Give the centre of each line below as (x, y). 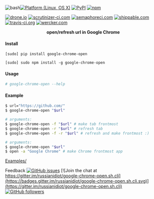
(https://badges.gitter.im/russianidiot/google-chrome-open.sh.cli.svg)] (77, 181)
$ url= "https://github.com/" (35, 106)
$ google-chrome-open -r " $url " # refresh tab (54, 129)
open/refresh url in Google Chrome (83, 32)
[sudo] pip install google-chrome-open (46, 54)
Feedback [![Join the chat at (51, 171)
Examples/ (16, 161)
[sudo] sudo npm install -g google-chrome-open (55, 63)
